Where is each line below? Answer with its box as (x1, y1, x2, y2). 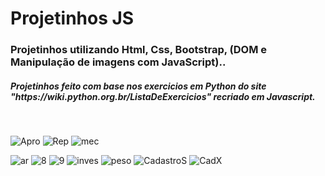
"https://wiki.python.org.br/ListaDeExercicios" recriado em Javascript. (10, 90, 316, 102)
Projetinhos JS (10, 7, 135, 30)
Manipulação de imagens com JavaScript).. (10, 55, 227, 69)
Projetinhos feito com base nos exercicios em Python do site (10, 80, 267, 92)
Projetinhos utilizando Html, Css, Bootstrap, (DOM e (10, 43, 268, 57)
